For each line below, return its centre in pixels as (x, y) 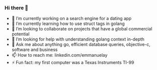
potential (21, 34)
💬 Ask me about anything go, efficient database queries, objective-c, (81, 45)
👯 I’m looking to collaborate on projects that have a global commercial (82, 29)
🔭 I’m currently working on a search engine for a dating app (71, 19)
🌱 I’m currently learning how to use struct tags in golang (68, 23)
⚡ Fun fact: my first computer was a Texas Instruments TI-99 (73, 63)
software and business (35, 50)
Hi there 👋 (17, 8)
